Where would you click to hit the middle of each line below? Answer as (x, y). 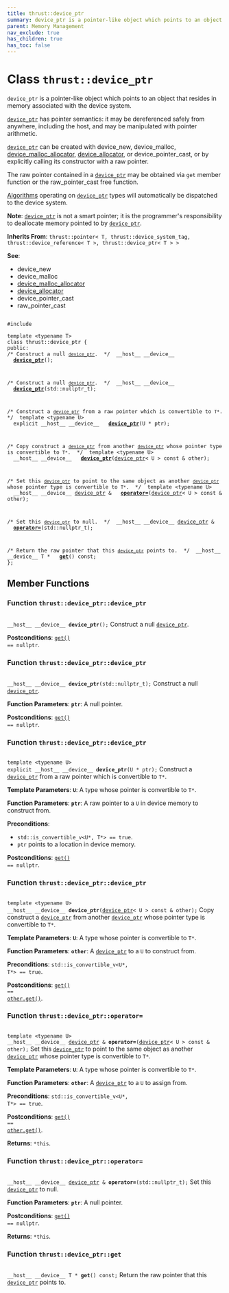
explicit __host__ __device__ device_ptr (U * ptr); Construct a (100, 769)
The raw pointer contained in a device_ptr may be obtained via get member (114, 174)
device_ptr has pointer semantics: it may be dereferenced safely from (106, 119)
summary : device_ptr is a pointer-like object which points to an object (115, 20)
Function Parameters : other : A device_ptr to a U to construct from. (102, 951)
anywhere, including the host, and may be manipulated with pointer (102, 126)
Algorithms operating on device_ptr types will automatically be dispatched (112, 195)
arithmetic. (22, 133)
